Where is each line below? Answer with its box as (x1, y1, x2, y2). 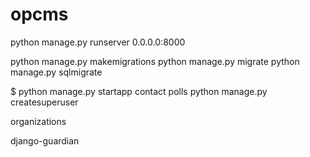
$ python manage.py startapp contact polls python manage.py (10, 85, 268, 97)
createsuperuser (10, 96, 79, 108)
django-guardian (10, 134, 80, 147)
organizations (10, 115, 67, 127)
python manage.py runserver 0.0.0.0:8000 (10, 36, 186, 48)
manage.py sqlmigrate (10, 66, 103, 78)
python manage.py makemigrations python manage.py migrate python (10, 55, 300, 67)
